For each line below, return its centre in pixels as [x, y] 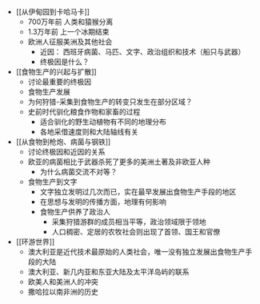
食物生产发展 [49, 92]
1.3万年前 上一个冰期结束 [68, 32]
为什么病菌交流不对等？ [78, 172]
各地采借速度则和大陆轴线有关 [89, 132]
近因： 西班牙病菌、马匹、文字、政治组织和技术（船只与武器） [142, 52]
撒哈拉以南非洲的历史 [63, 292]
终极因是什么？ [64, 62]
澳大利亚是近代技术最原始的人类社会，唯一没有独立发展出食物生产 [136, 252]
